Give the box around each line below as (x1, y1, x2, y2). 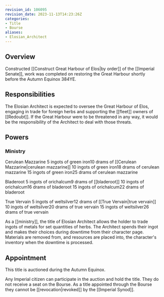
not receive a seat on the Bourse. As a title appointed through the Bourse (5, 281, 152, 287)
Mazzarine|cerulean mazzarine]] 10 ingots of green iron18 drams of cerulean (5, 164, 160, 170)
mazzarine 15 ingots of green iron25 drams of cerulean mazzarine (5, 170, 138, 175)
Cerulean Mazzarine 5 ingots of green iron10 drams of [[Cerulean (5, 159, 137, 165)
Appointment (5, 253, 47, 262)
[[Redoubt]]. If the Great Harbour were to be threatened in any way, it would (5, 114, 158, 120)
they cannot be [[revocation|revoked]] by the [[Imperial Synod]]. (5, 287, 135, 292)
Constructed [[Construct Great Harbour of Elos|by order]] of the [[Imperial (5, 66, 155, 72)
